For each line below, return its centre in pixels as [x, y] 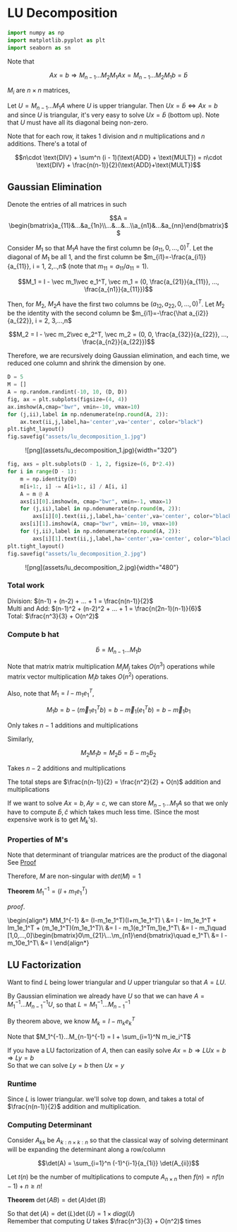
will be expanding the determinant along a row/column [86, 1149]
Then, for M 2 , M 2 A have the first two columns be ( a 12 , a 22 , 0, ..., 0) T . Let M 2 [116, 304]
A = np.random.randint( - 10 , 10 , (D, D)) [68, 392]
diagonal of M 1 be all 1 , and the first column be [75, 258]
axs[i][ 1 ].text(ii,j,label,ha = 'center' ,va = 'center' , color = [123, 539]
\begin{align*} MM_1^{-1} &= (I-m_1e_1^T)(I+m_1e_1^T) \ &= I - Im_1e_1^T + [112, 920]
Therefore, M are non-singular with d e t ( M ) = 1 [74, 876]
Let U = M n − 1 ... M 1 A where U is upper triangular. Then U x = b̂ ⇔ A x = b [113, 106]
